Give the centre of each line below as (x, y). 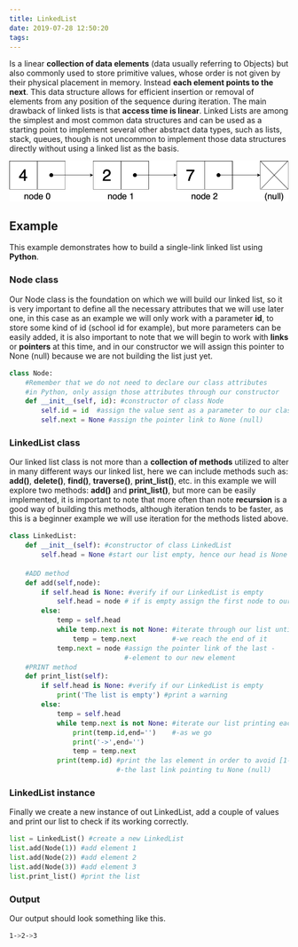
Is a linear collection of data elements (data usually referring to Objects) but (149, 64)
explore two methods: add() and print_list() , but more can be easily (133, 490)
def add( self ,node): (63, 583)
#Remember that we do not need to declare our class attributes (146, 383)
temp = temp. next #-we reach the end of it (170, 639)
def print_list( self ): (67, 676)
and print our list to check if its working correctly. (99, 822)
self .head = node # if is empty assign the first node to (166, 602)
